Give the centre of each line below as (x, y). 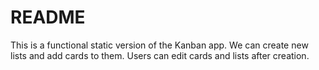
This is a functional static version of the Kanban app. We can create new (159, 45)
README (48, 17)
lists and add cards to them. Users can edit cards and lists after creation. (160, 55)
